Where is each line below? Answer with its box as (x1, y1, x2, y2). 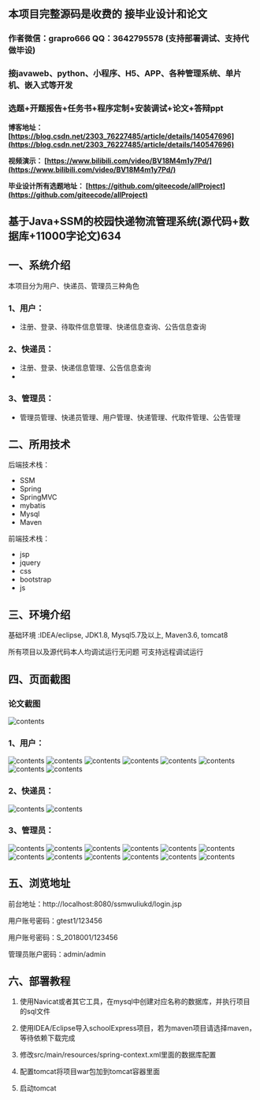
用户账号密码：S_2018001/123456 (8, 932, 118, 942)
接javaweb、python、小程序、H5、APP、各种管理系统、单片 (8, 68, 242, 79)
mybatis (19, 501, 46, 511)
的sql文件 (19, 1007, 51, 1016)
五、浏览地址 (8, 877, 71, 890)
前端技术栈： (8, 534, 50, 544)
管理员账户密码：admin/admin (8, 949, 106, 959)
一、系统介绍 (8, 258, 71, 272)
